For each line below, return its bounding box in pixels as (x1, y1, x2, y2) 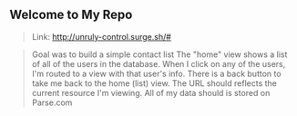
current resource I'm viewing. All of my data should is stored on (31, 87, 271, 98)
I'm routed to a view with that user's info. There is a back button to (31, 68, 282, 79)
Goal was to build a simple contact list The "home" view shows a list (31, 49, 288, 60)
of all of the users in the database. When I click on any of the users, (31, 58, 286, 69)
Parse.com (31, 97, 73, 108)
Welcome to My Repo (9, 7, 133, 23)
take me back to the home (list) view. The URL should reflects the (31, 77, 278, 89)
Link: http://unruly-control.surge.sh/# (31, 31, 171, 42)
